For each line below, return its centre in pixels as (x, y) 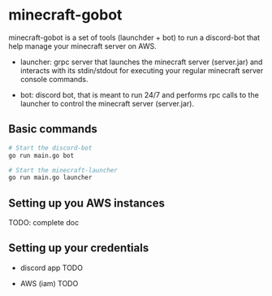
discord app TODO (52, 268)
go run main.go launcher (50, 178)
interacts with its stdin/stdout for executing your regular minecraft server (142, 70)
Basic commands (53, 129)
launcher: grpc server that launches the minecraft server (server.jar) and (141, 62)
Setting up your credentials (79, 248)
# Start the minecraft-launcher (63, 170)
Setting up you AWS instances (86, 203)
